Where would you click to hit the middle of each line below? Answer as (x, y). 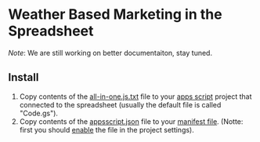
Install (23, 77)
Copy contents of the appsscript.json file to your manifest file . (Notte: (131, 121)
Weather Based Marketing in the (115, 15)
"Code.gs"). (39, 113)
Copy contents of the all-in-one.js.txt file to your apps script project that (135, 96)
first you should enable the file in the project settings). (107, 129)
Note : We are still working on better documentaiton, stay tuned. (110, 53)
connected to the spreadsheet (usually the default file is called (120, 104)
